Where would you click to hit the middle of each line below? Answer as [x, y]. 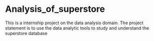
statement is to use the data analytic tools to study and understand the [77, 28]
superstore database [26, 33]
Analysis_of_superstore [55, 9]
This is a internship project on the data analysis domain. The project [74, 23]
